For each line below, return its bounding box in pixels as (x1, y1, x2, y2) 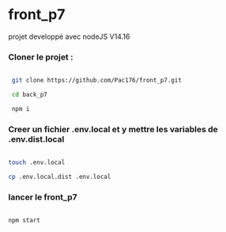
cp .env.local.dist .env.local (8, 173, 111, 181)
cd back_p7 (11, 91, 47, 99)
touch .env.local (8, 158, 66, 167)
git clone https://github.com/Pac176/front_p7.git (11, 77, 182, 85)
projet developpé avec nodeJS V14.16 (8, 32, 130, 41)
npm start (8, 216, 41, 225)
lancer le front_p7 (8, 192, 77, 203)
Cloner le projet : (8, 51, 73, 63)
